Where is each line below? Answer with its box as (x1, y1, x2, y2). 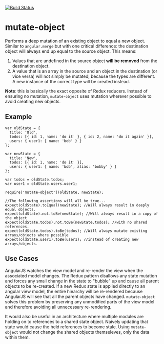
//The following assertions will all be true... (5, 198, 106, 203)
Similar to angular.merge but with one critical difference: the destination (5, 43, 149, 49)
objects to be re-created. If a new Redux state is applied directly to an (5, 283, 145, 289)
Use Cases (5, 254, 39, 263)
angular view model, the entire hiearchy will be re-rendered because (5, 288, 143, 294)
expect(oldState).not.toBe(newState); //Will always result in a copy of (5, 211, 159, 216)
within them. (5, 334, 30, 340)
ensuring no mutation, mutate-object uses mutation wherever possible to (5, 93, 152, 99)
